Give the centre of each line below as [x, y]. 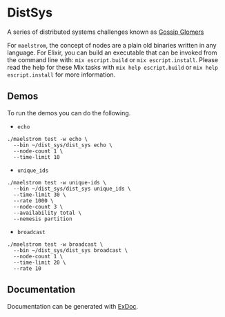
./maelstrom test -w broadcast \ [55, 244]
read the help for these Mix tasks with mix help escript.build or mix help [113, 67]
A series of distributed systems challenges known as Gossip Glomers [106, 32]
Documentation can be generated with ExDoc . [73, 306]
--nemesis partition [43, 219]
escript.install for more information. [61, 75]
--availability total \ [47, 213]
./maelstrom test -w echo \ [48, 139]
